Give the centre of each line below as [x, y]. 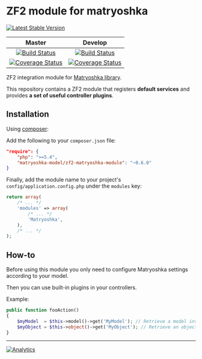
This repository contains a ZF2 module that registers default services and [98, 89]
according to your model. [38, 276]
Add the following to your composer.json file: [61, 140]
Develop [95, 42]
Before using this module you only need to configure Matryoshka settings [97, 269]
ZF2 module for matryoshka [77, 11]
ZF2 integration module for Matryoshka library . [64, 77]
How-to [21, 255]
